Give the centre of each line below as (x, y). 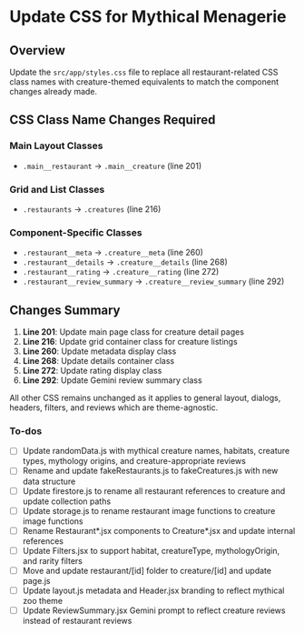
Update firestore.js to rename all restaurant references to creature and (154, 491)
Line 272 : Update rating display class (92, 371)
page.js (36, 580)
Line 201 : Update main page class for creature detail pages (133, 332)
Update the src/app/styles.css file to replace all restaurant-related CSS (144, 72)
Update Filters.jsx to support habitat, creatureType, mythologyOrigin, (151, 550)
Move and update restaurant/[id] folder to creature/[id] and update (147, 570)
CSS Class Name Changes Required (113, 120)
